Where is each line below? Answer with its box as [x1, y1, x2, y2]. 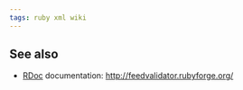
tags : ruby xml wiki [9, 13, 88, 22]
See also [9, 47, 59, 62]
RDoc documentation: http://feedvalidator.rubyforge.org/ [22, 70, 234, 81]
